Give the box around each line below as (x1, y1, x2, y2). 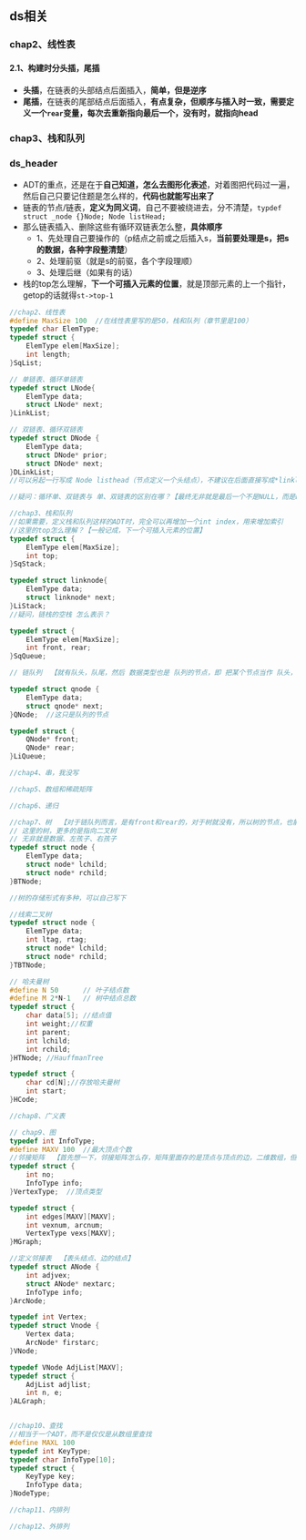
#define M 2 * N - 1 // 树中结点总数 (9, 994, 137, 1004)
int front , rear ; (25, 643, 92, 653)
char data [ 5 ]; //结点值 (25, 1011, 112, 1020)
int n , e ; (25, 1388, 64, 1398)
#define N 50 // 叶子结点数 (9, 985, 129, 994)
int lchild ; (25, 1036, 71, 1045)
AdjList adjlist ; (25, 1380, 92, 1389)
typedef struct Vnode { (9, 1321, 100, 1331)
